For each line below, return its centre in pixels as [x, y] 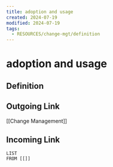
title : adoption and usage [40, 12]
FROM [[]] [19, 159]
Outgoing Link [33, 107]
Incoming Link [33, 140]
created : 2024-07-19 [32, 17]
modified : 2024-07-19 [33, 23]
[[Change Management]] [37, 121]
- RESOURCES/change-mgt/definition [56, 34]
